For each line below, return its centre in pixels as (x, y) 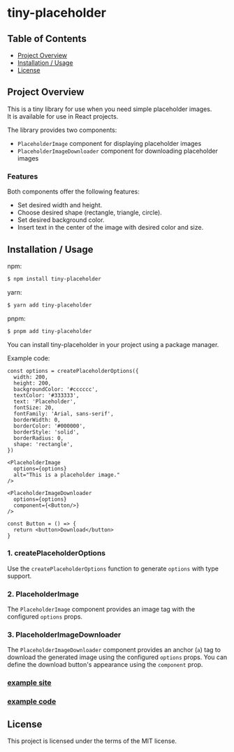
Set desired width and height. (60, 205)
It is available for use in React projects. (63, 116)
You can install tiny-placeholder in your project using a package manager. (113, 344)
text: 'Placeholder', (45, 401)
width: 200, (31, 377)
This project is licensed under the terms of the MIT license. (92, 741)
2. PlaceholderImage (43, 594)
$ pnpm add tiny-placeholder (50, 331)
